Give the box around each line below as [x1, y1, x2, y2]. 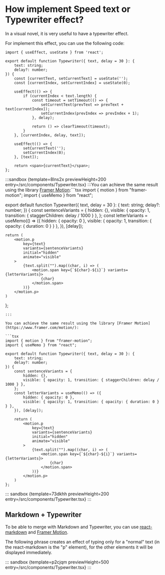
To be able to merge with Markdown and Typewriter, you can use [5, 524, 139, 530]
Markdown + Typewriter [5, 511, 82, 519]
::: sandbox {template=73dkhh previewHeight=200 [5, 491, 109, 497]
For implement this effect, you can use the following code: [5, 40, 125, 46]
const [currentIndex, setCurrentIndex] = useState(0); [14, 80, 131, 85]
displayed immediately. [5, 549, 52, 555]
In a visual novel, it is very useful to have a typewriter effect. [5, 30, 129, 36]
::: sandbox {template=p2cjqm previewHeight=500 [5, 559, 109, 565]
